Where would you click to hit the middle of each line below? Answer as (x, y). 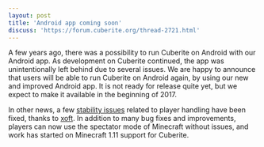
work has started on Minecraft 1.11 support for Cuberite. (99, 135)
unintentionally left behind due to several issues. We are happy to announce (132, 70)
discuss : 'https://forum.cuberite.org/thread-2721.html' (104, 30)
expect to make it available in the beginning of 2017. (92, 95)
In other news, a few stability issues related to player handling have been (127, 110)
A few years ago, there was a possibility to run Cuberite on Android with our (132, 53)
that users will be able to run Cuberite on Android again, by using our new (128, 78)
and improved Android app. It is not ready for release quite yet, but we (123, 86)
